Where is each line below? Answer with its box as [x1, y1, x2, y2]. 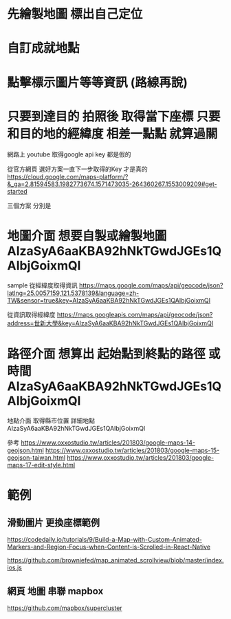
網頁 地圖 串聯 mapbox [7, 585, 104, 597]
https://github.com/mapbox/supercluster [7, 604, 122, 612]
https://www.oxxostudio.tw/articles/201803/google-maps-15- [45, 446, 220, 455]
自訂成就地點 [7, 41, 80, 56]
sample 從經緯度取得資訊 [7, 281, 78, 290]
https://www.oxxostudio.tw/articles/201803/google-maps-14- [20, 438, 196, 447]
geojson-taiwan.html [7, 454, 66, 462]
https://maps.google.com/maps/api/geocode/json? [78, 281, 223, 290]
